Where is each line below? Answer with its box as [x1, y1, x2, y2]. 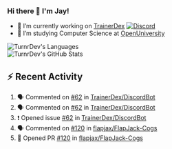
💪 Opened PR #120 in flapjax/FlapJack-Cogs [17, 134, 143, 142]
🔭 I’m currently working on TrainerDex [17, 22, 125, 30]
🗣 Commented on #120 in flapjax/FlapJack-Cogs [17, 124, 158, 132]
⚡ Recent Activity [7, 70, 83, 82]
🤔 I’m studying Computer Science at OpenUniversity [17, 29, 165, 37]
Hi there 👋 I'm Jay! [7, 6, 70, 16]
